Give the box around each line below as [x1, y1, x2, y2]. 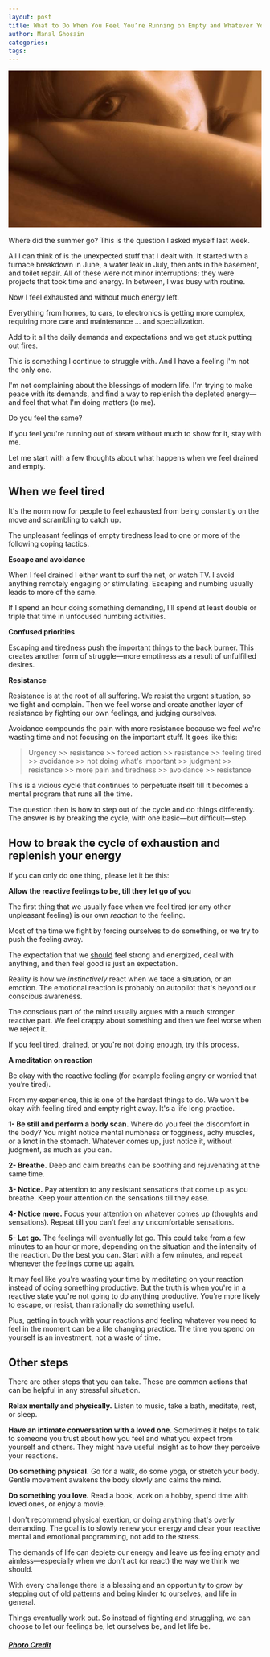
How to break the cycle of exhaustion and [8, 837, 221, 850]
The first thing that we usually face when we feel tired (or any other [8, 902, 231, 911]
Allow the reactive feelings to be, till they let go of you [8, 886, 191, 895]
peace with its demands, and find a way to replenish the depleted [8, 389, 225, 399]
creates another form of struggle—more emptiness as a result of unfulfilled [8, 651, 257, 660]
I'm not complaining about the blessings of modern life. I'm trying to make [8, 380, 253, 390]
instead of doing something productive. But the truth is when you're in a [8, 1283, 247, 1292]
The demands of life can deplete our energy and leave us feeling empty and [8, 1547, 260, 1557]
